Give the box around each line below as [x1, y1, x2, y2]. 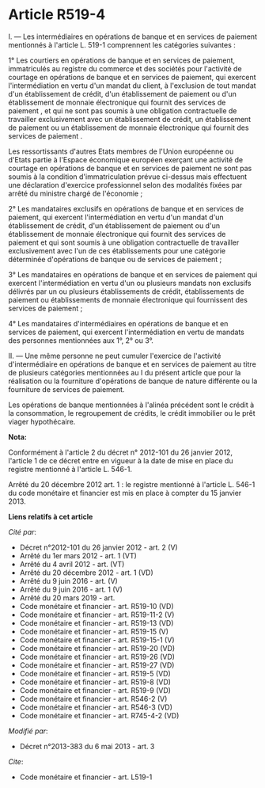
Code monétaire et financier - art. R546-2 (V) [19, 694, 168, 703]
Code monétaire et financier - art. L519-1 [19, 772, 153, 782]
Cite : [8, 756, 24, 766]
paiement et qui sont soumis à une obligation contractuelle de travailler [8, 238, 240, 247]
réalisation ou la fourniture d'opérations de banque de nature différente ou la [8, 376, 258, 386]
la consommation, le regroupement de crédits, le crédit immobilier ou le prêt [8, 408, 256, 417]
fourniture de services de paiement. [8, 384, 125, 394]
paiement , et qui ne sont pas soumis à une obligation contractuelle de [8, 105, 237, 116]
